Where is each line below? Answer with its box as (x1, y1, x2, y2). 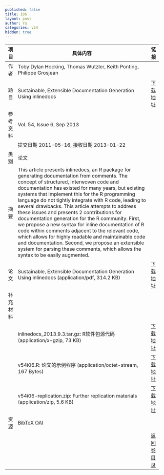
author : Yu (5, 20, 27, 26)
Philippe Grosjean (18, 69, 59, 76)
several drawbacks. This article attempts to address (18, 203, 137, 210)
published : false (5, 7, 41, 12)
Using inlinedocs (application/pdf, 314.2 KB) (18, 274, 121, 281)
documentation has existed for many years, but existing (18, 185, 145, 191)
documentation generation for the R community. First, (18, 215, 141, 222)
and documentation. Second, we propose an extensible (18, 239, 144, 246)
